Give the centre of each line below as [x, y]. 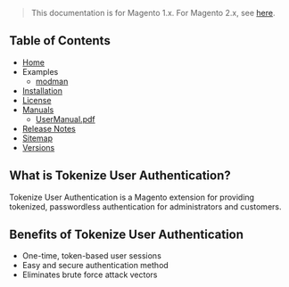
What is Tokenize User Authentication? [120, 176]
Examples [40, 71]
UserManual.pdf [65, 119]
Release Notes [49, 128]
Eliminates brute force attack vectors [90, 275]
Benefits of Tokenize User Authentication [126, 235]
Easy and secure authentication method [95, 266]
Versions [38, 147]
